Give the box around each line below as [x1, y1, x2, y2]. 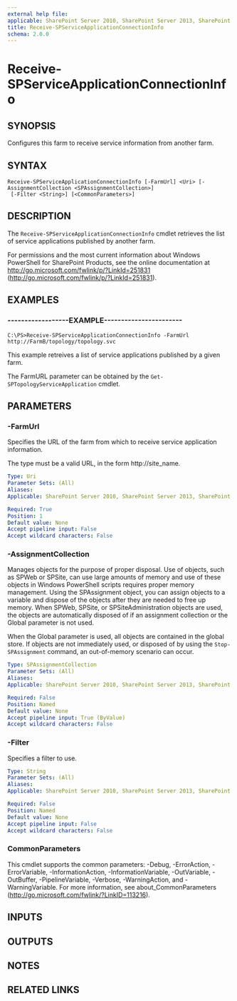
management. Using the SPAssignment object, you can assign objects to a [7, 588, 226, 597]
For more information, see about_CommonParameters [59, 882, 217, 891]
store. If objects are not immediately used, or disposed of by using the [7, 640, 214, 648]
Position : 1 [7, 512, 43, 520]
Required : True [7, 505, 53, 513]
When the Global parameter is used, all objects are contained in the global [7, 633, 224, 641]
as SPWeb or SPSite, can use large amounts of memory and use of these [7, 573, 221, 582]
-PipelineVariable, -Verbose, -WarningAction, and [38, 875, 184, 884]
